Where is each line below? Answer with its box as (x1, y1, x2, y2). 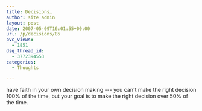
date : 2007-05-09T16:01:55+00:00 (6, 25, 90, 32)
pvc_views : (6, 37, 34, 43)
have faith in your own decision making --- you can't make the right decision (6, 86, 197, 94)
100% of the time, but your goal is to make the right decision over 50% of (6, 92, 189, 100)
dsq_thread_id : (6, 48, 45, 54)
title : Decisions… (6, 8, 52, 15)
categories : (6, 59, 36, 65)
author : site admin (6, 14, 55, 20)
